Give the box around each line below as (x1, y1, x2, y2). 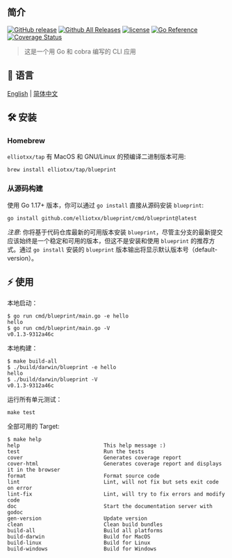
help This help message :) (7, 442, 167, 450)
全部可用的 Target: (7, 422, 60, 431)
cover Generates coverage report (7, 454, 182, 461)
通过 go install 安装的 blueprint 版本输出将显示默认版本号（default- (19, 245, 217, 254)
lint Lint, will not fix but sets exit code (7, 479, 219, 486)
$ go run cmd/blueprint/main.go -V (7, 325, 110, 332)
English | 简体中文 (7, 89, 58, 97)
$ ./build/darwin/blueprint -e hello (7, 364, 117, 371)
